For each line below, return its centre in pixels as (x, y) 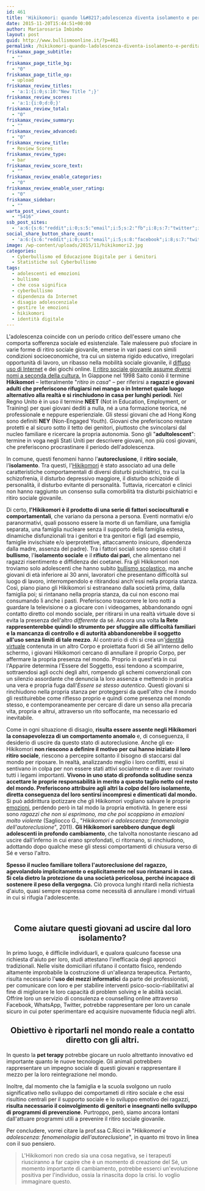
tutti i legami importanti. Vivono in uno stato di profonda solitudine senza (99, 775)
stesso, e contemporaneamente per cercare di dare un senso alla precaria (99, 705)
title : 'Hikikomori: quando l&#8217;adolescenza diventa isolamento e (98, 18)
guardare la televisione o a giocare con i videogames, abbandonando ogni (99, 607)
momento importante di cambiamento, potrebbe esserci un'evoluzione (110, 1168)
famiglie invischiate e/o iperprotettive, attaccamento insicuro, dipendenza (99, 542)
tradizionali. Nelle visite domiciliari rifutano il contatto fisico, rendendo (94, 966)
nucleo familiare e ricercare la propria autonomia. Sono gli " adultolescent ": (101, 434)
